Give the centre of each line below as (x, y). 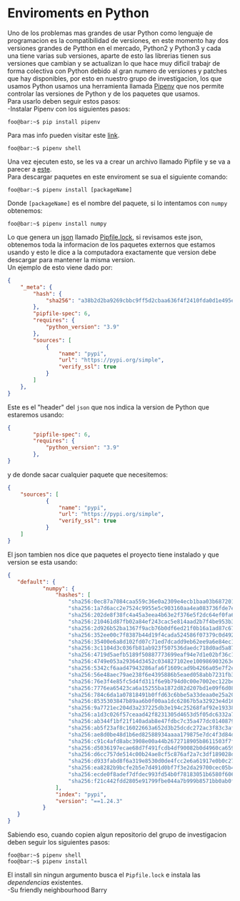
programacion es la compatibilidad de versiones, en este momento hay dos (118, 40)
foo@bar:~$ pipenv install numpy (57, 224)
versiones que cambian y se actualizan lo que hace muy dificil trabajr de (114, 63)
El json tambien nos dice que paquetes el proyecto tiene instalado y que (113, 554)
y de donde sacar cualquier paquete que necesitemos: (88, 474)
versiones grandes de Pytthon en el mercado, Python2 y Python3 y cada (114, 48)
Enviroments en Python (78, 13)
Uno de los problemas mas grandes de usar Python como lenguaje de (110, 33)
